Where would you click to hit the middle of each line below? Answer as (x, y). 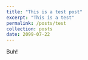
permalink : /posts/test (36, 23)
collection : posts (29, 29)
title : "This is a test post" (45, 12)
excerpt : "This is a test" (40, 18)
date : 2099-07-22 (28, 35)
